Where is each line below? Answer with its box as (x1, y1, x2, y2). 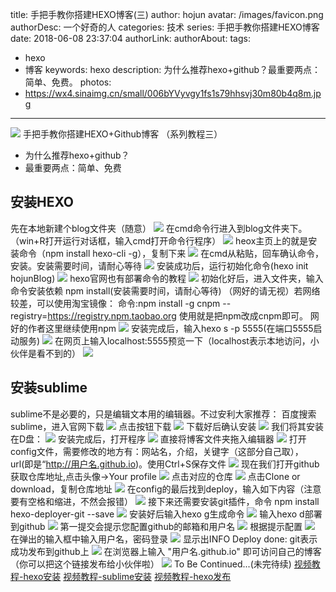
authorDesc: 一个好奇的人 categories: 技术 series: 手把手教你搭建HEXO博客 (10, 21, 320, 33)
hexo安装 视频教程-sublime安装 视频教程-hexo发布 (23, 570, 232, 582)
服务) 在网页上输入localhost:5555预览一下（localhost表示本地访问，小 (18, 334, 320, 347)
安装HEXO (10, 194, 75, 211)
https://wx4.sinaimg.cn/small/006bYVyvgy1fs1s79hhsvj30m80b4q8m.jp (24, 88, 322, 99)
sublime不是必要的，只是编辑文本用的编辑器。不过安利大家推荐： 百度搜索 (10, 408, 317, 420)
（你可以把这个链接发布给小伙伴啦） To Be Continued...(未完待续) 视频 (10, 558, 312, 570)
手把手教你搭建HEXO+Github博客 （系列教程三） (22, 128, 223, 140)
